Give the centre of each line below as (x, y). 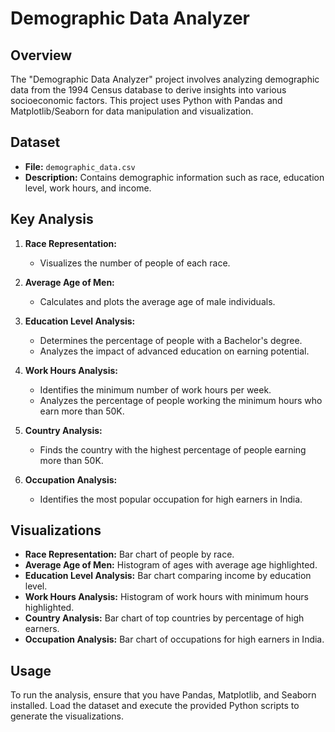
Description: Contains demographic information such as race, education (174, 177)
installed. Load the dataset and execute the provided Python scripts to (155, 706)
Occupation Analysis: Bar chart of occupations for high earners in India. (174, 639)
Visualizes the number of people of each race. (135, 263)
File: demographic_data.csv (80, 166)
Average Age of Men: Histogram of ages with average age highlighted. (171, 565)
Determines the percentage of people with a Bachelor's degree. (171, 340)
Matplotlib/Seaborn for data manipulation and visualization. (132, 111)
